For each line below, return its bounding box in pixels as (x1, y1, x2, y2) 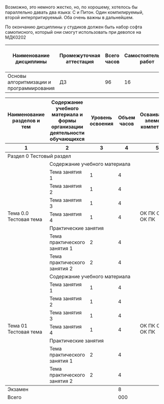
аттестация (65, 58, 94, 65)
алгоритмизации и (7, 79, 51, 85)
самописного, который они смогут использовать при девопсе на (5, 29, 142, 35)
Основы (7, 73, 27, 79)
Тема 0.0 (7, 210, 29, 217)
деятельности (50, 130, 84, 136)
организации (51, 123, 83, 130)
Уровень (91, 114, 112, 121)
